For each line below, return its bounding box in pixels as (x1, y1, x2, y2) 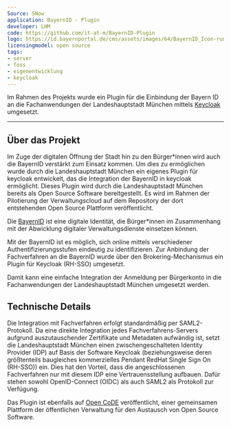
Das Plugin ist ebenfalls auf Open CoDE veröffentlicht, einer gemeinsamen (7, 398, 218, 406)
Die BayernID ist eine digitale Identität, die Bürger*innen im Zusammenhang (7, 217, 221, 226)
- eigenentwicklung (7, 68, 63, 75)
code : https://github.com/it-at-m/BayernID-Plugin (7, 29, 155, 37)
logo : (7, 36, 23, 43)
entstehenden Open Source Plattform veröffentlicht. (7, 204, 154, 212)
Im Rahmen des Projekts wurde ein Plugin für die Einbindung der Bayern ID (7, 93, 219, 101)
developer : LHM (7, 23, 51, 30)
